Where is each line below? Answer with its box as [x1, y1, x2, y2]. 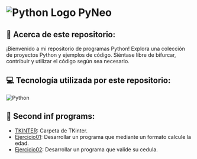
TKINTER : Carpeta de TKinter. [14, 127, 88, 134]
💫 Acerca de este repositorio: [6, 30, 116, 40]
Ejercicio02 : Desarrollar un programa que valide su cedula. [14, 145, 158, 153]
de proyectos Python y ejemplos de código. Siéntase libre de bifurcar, [6, 51, 176, 59]
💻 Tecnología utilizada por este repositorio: [6, 76, 171, 86]
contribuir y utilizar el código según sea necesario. [6, 58, 130, 64]
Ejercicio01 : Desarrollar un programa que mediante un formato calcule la [14, 133, 191, 140]
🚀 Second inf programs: [6, 111, 95, 121]
